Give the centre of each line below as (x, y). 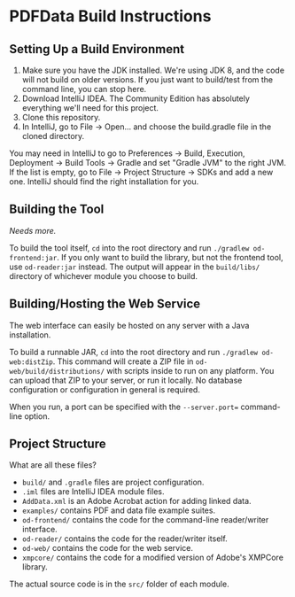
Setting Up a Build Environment (97, 49)
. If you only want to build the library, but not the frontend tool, (170, 257)
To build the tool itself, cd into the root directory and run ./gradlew (129, 248)
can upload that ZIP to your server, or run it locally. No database (126, 380)
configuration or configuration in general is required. (105, 389)
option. (37, 416)
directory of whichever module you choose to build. (103, 275)
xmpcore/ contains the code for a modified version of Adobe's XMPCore (152, 558)
